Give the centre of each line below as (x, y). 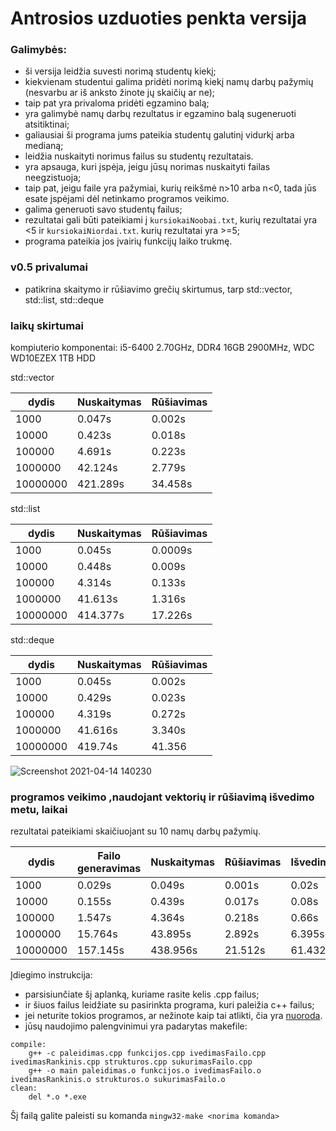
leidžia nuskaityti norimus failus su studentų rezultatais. (139, 156)
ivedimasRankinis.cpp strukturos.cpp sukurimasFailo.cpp (131, 1062)
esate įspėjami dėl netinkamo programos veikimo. (127, 199)
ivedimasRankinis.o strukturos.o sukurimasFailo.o (118, 1080)
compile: (28, 1045)
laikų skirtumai (47, 325)
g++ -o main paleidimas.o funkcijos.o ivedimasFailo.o (145, 1071)
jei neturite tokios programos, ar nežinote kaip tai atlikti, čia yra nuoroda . (173, 1016)
